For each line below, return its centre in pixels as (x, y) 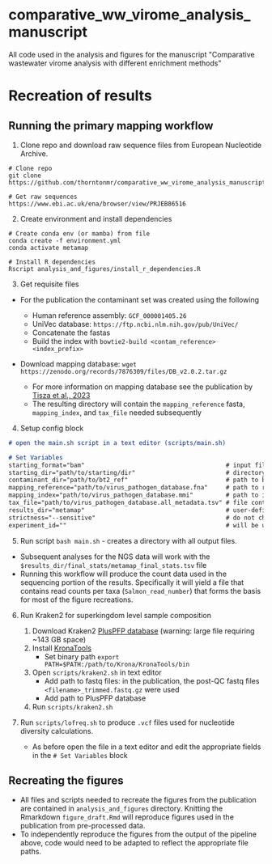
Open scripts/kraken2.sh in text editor (97, 672)
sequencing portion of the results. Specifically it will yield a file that (132, 582)
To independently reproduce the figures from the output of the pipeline (138, 834)
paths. (31, 852)
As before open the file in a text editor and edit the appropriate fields (147, 747)
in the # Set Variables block (80, 755)
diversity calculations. (57, 731)
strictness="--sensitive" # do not (132, 518)
